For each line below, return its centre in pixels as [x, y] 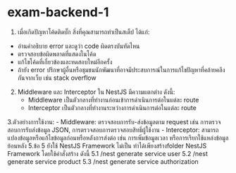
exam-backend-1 [58, 12]
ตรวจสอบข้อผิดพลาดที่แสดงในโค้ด [57, 54]
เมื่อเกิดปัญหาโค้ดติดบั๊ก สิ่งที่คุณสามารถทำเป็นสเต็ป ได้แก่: [83, 32]
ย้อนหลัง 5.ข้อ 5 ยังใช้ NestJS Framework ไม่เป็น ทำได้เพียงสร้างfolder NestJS [107, 145]
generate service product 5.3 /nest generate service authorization [103, 161]
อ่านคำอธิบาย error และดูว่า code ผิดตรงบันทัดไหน [79, 46]
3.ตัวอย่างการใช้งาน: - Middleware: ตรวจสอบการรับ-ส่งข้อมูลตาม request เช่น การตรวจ [114, 121]
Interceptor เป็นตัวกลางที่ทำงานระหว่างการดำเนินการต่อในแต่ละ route [112, 107]
